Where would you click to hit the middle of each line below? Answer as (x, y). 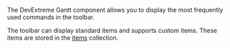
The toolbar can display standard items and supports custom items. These (112, 31)
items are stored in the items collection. (63, 38)
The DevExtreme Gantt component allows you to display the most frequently (115, 10)
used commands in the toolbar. (51, 17)
